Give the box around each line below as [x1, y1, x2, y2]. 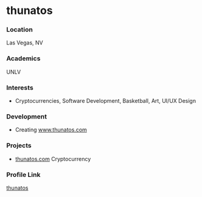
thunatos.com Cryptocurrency [15, 155, 91, 162]
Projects [6, 141, 32, 150]
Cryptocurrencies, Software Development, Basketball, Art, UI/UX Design [15, 97, 197, 105]
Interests [6, 83, 33, 92]
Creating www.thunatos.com [15, 126, 87, 134]
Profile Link [6, 170, 41, 179]
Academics [6, 54, 41, 63]
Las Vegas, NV [6, 39, 44, 46]
